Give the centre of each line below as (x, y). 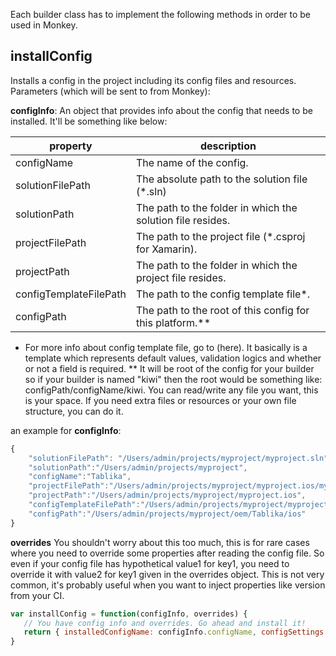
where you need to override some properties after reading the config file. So (167, 553)
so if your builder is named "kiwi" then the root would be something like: (173, 379)
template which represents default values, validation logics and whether (173, 358)
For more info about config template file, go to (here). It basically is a (166, 347)
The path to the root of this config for (222, 310)
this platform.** (173, 322)
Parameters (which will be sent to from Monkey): (110, 91)
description (228, 146)
